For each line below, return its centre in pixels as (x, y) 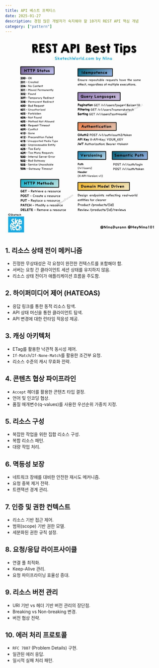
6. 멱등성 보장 (25, 464)
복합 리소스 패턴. (28, 441)
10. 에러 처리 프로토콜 (36, 635)
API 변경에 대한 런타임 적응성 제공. (46, 319)
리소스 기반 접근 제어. (33, 520)
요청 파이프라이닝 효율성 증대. (41, 575)
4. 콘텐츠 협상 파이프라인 (40, 379)
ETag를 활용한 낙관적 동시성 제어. (45, 349)
